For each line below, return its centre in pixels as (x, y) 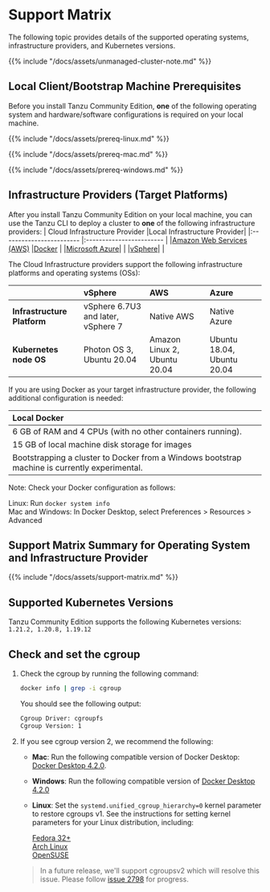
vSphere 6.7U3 (112, 306)
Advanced (25, 520)
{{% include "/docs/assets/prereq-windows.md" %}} (96, 170)
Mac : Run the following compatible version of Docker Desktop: (136, 757)
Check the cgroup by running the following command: (109, 674)
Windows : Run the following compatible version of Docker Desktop (143, 781)
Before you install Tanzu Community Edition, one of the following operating (133, 105)
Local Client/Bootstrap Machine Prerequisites (125, 86)
